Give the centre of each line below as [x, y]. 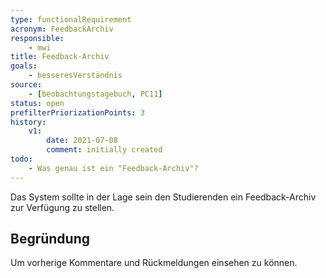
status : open [37, 103]
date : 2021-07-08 [82, 141]
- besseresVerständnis [75, 76]
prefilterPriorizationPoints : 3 [77, 112]
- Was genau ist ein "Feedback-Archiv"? [113, 168]
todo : [21, 159]
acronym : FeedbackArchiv [62, 29]
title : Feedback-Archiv [60, 57]
